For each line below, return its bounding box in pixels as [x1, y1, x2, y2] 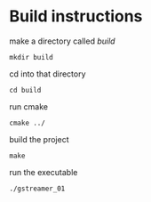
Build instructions [9, 6, 143, 27]
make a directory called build [9, 36, 115, 46]
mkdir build [9, 53, 53, 61]
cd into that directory [9, 69, 86, 79]
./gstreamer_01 [9, 184, 66, 193]
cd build [9, 85, 42, 94]
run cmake [9, 101, 49, 112]
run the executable [9, 166, 78, 177]
